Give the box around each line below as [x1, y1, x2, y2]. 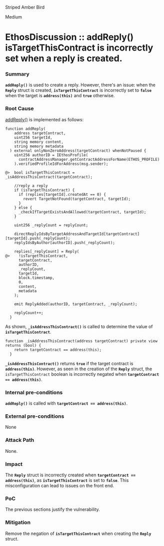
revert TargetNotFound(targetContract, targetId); [23, 196, 131, 201]
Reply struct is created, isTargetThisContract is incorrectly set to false [5, 87, 151, 93]
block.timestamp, [18, 275, 55, 280]
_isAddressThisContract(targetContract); [5, 174, 93, 179]
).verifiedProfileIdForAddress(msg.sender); [14, 161, 108, 166]
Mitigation [5, 519, 31, 526]
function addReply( [5, 126, 46, 131]
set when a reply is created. [5, 53, 122, 64]
